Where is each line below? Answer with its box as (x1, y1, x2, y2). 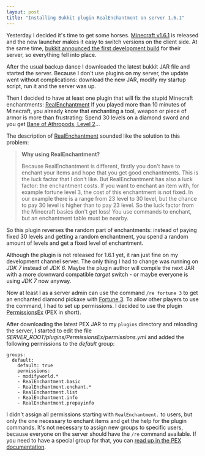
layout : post (6, 9, 40, 15)
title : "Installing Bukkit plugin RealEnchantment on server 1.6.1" (6, 15, 185, 21)
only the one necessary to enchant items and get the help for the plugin (6, 417, 187, 424)
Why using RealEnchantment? (21, 151, 100, 158)
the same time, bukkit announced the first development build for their (6, 44, 181, 52)
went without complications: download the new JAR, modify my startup (6, 76, 186, 83)
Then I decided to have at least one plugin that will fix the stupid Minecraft (6, 94, 193, 102)
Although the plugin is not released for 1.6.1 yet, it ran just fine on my (6, 251, 179, 258)
